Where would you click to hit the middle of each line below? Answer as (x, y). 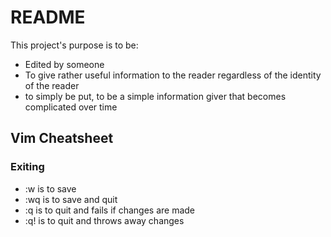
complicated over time (71, 107)
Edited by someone (64, 64)
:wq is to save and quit (71, 199)
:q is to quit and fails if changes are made (110, 210)
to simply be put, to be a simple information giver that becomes (155, 96)
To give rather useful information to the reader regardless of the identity (173, 75)
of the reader (52, 85)
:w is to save (50, 188)
